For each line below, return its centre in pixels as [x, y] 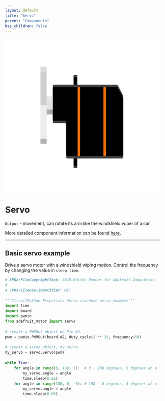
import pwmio [18, 316]
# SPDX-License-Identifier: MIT [38, 290]
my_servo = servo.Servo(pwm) [35, 353]
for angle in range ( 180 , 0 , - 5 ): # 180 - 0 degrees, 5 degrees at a [85, 384]
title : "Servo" [21, 15]
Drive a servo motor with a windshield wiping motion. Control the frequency [82, 265]
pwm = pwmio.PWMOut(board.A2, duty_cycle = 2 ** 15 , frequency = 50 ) [73, 337]
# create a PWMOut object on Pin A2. [44, 332]
